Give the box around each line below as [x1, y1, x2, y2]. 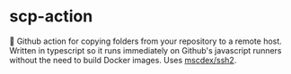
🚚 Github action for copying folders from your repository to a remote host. [9, 36, 283, 46]
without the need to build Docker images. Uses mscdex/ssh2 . [9, 54, 237, 65]
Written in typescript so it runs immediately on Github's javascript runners [9, 45, 282, 55]
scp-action [9, 6, 93, 27]
